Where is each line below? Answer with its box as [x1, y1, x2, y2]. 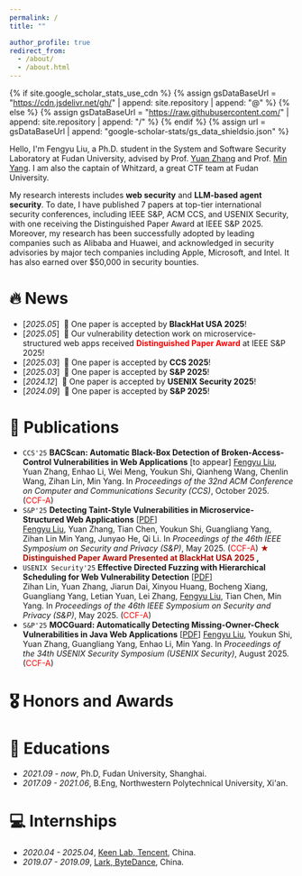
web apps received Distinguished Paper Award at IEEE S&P [62, 337, 286, 348]
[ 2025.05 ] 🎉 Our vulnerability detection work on [22, 328, 203, 339]
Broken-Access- [220, 447, 285, 458]
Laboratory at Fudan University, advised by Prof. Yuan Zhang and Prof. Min [9, 153, 288, 163]
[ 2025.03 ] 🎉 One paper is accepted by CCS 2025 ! [22, 357, 212, 368]
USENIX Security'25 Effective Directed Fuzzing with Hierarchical [22, 561, 266, 572]
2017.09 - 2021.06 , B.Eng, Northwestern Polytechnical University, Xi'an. [22, 778, 288, 789]
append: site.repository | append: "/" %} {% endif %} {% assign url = [9, 116, 266, 127]
